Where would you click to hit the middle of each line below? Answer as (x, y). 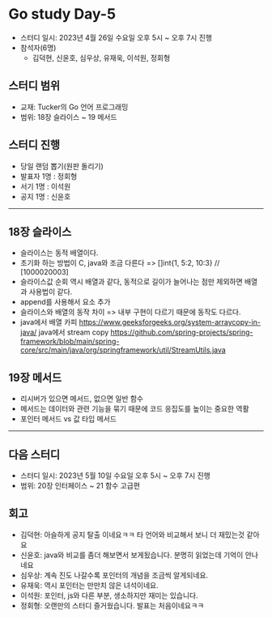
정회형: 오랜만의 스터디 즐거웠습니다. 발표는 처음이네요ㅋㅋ (112, 605)
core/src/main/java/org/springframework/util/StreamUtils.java (123, 350)
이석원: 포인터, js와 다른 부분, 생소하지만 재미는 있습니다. (109, 595)
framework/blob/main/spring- (70, 342)
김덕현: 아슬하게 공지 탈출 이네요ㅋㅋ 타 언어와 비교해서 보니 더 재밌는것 (132, 535)
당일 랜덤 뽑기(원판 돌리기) (62, 166)
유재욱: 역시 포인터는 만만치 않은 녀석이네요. (89, 585)
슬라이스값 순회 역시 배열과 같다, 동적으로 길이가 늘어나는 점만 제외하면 (131, 282)
